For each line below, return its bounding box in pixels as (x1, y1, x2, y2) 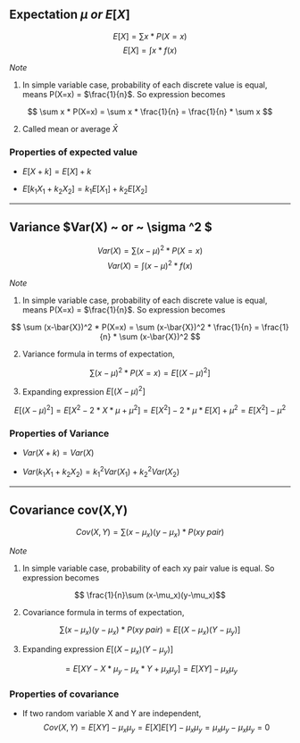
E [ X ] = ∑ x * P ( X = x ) (112, 30, 187, 41)
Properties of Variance (9, 427, 110, 439)
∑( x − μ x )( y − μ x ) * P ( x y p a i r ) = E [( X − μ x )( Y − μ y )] (59, 624, 241, 638)
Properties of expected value (9, 146, 138, 158)
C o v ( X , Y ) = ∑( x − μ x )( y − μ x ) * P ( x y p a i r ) (75, 526, 225, 539)
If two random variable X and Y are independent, (21, 708, 202, 719)
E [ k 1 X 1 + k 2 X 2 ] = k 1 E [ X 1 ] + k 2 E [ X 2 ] (21, 183, 148, 196)
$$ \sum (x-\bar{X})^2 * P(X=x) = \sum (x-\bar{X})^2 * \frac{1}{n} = (11, 321, 261, 333)
